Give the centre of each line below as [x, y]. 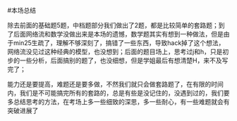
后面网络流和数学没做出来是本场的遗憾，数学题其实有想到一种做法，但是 [118, 34]
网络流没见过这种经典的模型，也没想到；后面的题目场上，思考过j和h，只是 [115, 52]
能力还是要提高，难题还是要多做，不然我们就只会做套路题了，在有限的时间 [115, 84]
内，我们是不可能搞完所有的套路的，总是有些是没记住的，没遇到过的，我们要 [119, 93]
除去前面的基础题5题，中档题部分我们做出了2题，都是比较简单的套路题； [113, 25]
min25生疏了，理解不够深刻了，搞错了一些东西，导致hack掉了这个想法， [119, 43]
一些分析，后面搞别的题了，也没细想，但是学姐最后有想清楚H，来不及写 [124, 60]
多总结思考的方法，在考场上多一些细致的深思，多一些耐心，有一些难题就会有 [119, 102]
